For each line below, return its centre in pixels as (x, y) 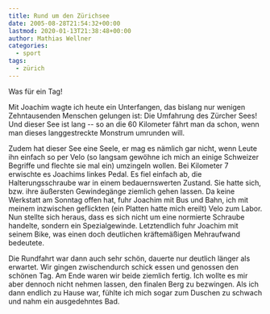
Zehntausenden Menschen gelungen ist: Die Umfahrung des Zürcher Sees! (133, 115)
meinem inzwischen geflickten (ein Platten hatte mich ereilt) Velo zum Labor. (135, 208)
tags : (17, 61)
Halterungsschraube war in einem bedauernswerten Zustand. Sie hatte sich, (135, 182)
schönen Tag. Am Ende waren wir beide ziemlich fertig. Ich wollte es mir (128, 275)
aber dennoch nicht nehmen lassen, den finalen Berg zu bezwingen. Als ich (134, 284)
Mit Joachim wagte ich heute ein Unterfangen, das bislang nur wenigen (127, 107)
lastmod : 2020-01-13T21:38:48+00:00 (70, 31)
